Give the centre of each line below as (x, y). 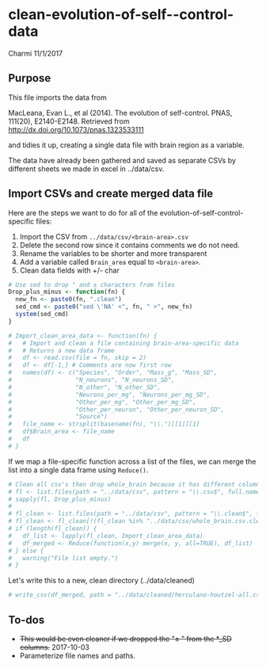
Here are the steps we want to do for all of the (83, 212)
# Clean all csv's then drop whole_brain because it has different (122, 484)
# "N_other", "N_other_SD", (84, 387)
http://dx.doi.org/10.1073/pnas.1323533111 (76, 129)
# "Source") (58, 417)
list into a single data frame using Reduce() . (78, 470)
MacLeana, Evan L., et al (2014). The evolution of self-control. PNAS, (120, 113)
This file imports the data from (57, 97)
